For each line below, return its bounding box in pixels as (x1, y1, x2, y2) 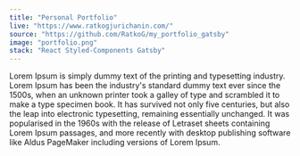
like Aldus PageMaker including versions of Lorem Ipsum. (9, 137, 221, 148)
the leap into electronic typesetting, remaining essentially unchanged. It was (9, 109, 290, 119)
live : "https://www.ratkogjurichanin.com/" (9, 21, 174, 30)
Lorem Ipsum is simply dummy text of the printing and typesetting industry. (9, 70, 286, 81)
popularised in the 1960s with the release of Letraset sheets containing (9, 118, 271, 129)
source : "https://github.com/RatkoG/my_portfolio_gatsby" (9, 29, 229, 38)
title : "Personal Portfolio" (9, 12, 118, 22)
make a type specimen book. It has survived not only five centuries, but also (9, 99, 290, 110)
